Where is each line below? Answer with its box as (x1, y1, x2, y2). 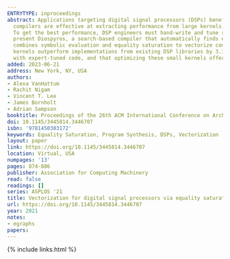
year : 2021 (7, 208, 38, 214)
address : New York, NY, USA (7, 67, 88, 74)
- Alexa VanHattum (7, 80, 60, 87)
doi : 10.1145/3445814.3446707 (7, 118, 94, 125)
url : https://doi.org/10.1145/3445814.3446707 (7, 201, 142, 208)
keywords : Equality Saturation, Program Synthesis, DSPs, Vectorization (7, 131, 219, 138)
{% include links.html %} (7, 245, 77, 254)
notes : (7, 214, 26, 221)
